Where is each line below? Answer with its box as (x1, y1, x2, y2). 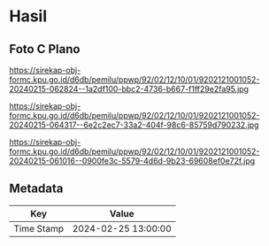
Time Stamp (13, 222, 65, 234)
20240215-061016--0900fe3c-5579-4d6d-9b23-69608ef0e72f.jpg (9, 156, 256, 165)
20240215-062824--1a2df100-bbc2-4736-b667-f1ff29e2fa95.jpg (9, 84, 250, 94)
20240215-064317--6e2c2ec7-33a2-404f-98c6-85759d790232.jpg (9, 119, 259, 130)
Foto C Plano (9, 42, 81, 57)
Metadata (9, 181, 64, 196)
